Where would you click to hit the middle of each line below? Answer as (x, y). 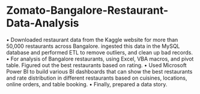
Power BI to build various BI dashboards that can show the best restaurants (99, 71)
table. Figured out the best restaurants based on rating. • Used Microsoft (97, 65)
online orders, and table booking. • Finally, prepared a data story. (87, 84)
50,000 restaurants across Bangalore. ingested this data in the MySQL (93, 46)
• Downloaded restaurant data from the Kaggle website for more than (92, 40)
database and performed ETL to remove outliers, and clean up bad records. (100, 52)
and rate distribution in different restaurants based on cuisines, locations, (97, 78)
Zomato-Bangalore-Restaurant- (87, 10)
